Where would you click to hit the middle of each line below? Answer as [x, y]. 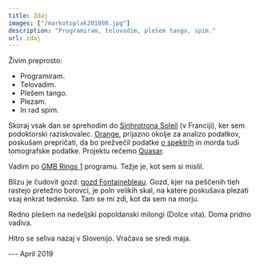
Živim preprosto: [35, 61]
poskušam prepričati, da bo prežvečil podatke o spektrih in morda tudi [124, 143]
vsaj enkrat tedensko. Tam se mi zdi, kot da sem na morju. [104, 199]
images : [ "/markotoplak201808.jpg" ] [69, 23]
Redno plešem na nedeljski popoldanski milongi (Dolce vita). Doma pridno [130, 214]
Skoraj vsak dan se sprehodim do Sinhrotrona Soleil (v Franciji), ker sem [127, 125]
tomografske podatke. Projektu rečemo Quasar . [86, 151]
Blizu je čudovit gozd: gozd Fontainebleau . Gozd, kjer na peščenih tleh [124, 182]
